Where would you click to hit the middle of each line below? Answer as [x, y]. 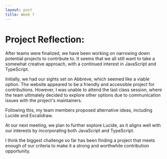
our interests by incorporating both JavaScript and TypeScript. [70, 131]
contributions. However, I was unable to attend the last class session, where [83, 90]
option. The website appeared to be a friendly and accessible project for [80, 85]
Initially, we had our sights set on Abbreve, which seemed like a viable [77, 79]
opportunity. [18, 151]
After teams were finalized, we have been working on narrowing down [78, 53]
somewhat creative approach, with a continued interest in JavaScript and [81, 64]
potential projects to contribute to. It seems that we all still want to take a [80, 59]
